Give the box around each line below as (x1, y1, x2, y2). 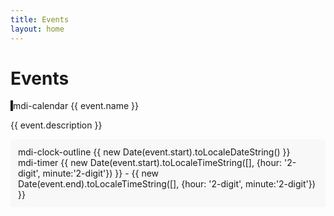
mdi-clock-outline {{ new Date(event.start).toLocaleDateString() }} (18, 146, 291, 158)
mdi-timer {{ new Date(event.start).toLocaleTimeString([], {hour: (18, 157, 283, 169)
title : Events (10, 14, 70, 25)
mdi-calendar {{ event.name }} (13, 100, 139, 112)
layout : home (10, 24, 65, 34)
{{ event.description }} (10, 119, 103, 131)
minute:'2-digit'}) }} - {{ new (42, 167, 160, 180)
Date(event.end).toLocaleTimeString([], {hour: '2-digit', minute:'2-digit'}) (18, 178, 316, 190)
